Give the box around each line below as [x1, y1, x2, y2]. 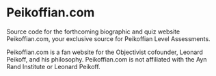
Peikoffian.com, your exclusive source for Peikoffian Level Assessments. [6, 34, 211, 42]
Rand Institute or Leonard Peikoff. [6, 62, 100, 71]
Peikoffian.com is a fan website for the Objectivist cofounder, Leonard [6, 48, 203, 56]
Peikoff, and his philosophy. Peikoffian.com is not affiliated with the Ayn [6, 55, 207, 63]
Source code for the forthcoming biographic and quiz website [6, 27, 180, 36]
